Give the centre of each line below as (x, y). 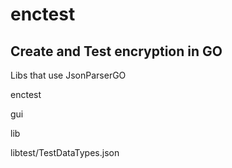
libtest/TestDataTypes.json (65, 152)
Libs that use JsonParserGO (68, 75)
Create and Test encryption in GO (116, 51)
